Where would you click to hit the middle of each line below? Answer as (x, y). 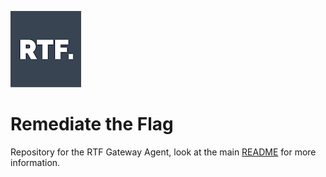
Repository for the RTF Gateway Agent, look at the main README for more (163, 152)
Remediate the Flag (92, 124)
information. (35, 162)
